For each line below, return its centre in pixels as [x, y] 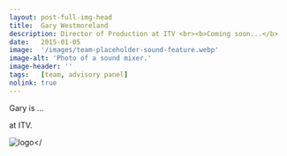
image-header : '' [41, 67]
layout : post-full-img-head [61, 17]
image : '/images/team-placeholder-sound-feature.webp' [114, 50]
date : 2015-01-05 [45, 42]
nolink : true [33, 83]
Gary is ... [26, 108]
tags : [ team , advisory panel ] [68, 75]
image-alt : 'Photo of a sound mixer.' [80, 58]
